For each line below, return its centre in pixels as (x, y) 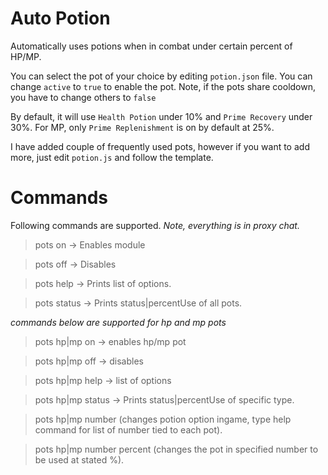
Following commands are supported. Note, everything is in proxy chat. (155, 225)
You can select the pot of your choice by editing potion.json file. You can (161, 76)
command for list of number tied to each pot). (128, 429)
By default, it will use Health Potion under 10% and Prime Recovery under (161, 116)
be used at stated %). (79, 459)
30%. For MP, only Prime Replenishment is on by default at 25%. (142, 127)
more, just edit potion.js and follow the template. (112, 157)
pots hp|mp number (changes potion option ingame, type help (163, 419)
